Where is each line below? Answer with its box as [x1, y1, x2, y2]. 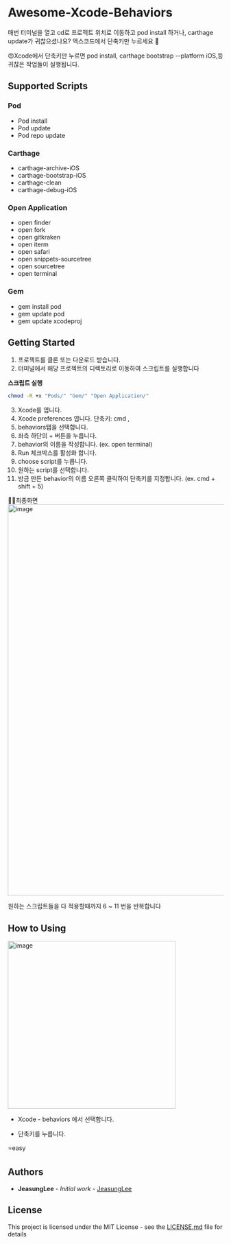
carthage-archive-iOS [17, 163, 80, 172]
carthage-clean [17, 178, 62, 187]
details [8, 1230, 27, 1238]
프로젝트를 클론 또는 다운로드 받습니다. [17, 355, 121, 364]
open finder [17, 218, 51, 227]
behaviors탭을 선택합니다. [17, 423, 88, 432]
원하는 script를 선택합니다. [17, 466, 89, 474]
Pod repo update [17, 131, 66, 139]
